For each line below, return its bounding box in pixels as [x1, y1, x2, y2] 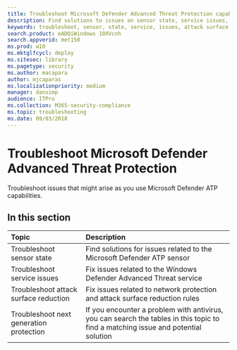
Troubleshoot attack [11, 285, 78, 294]
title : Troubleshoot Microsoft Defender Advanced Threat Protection [7, 10, 213, 18]
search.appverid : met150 [7, 37, 80, 44]
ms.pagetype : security [7, 63, 74, 70]
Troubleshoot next [11, 309, 72, 319]
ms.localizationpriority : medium [7, 82, 106, 89]
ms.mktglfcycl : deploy [7, 50, 74, 57]
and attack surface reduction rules [85, 294, 200, 304]
